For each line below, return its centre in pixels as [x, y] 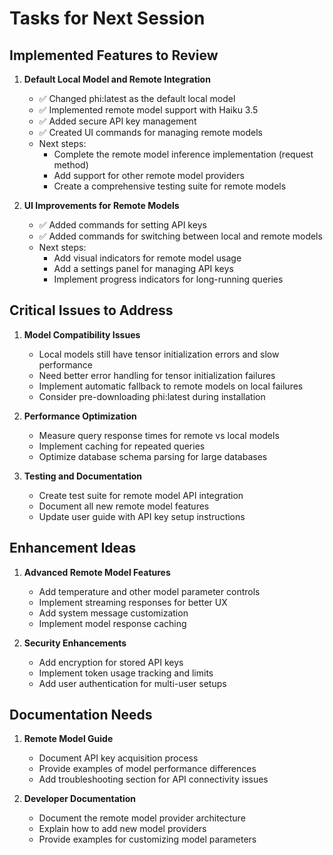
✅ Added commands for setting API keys [122, 225]
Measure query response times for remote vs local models [159, 435]
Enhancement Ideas [73, 548]
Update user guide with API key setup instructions [142, 516]
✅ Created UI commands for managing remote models [150, 132]
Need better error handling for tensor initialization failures [157, 375]
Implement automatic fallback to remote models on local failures [171, 386]
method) [71, 165]
